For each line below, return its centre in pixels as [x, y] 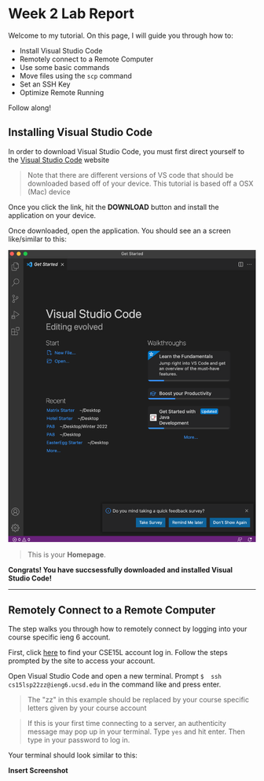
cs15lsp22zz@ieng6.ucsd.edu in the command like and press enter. [115, 684]
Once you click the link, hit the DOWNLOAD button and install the [114, 207]
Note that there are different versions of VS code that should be [130, 175]
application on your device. [52, 215]
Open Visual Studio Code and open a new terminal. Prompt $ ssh [115, 676]
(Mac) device [49, 192]
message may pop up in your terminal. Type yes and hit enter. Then [136, 731]
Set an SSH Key [45, 84]
